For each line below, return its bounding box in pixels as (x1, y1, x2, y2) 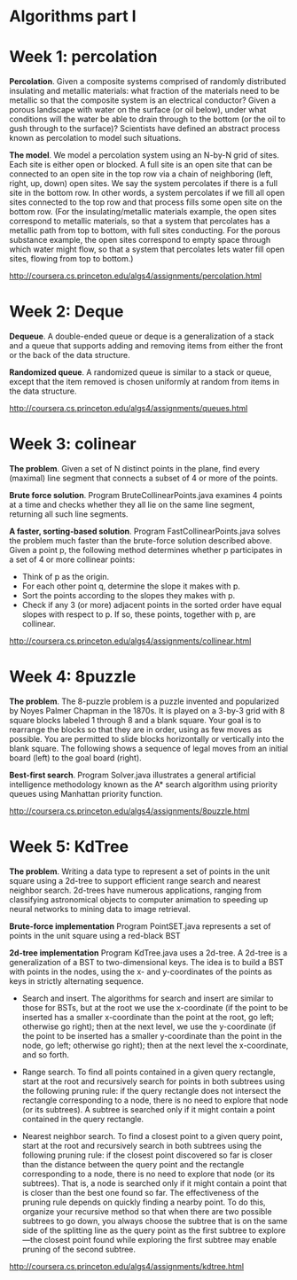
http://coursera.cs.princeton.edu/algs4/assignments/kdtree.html (9, 1260, 245, 1271)
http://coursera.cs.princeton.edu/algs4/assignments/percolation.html (9, 270, 262, 281)
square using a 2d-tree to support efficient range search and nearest (9, 875, 262, 886)
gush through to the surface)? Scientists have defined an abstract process (9, 123, 281, 134)
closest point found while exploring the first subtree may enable (43, 1234, 277, 1245)
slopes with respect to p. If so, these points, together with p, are (21, 609, 256, 620)
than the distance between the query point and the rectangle (21, 1159, 245, 1169)
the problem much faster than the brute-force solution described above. (9, 535, 272, 546)
